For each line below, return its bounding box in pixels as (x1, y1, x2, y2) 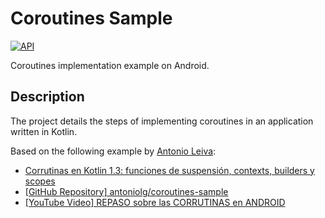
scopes (24, 175, 56, 187)
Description (10, 88, 85, 106)
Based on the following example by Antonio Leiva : (10, 145, 217, 157)
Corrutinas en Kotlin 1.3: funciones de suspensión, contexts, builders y (24, 164, 315, 176)
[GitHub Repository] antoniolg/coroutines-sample (24, 185, 229, 197)
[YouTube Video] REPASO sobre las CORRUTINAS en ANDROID (24, 196, 286, 208)
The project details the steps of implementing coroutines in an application (10, 115, 314, 127)
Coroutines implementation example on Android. (10, 59, 210, 71)
